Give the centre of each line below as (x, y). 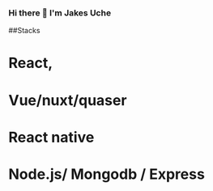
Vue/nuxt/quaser (68, 100)
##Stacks (24, 31)
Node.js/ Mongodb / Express (106, 174)
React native (51, 137)
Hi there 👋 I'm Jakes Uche (60, 13)
